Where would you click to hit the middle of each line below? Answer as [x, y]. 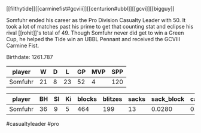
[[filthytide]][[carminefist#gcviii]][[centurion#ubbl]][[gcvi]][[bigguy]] [90, 9]
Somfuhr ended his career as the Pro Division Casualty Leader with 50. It [96, 20]
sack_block [168, 99]
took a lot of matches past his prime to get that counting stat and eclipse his [100, 27]
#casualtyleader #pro [33, 124]
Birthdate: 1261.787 [30, 57]
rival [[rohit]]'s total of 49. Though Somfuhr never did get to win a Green [95, 33]
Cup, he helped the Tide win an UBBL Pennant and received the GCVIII [93, 39]
